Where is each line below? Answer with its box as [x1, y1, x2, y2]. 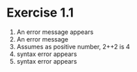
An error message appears [16, 28, 94, 36]
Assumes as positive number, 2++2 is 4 [16, 42, 130, 51]
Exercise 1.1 [6, 5, 74, 21]
